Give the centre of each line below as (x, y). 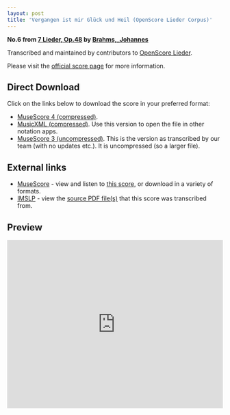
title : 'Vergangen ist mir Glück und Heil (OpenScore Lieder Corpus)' (110, 20)
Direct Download (43, 87)
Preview (25, 227)
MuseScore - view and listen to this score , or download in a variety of (115, 184)
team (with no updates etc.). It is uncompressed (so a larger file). (108, 146)
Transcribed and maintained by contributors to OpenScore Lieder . (100, 53)
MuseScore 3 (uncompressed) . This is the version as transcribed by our (118, 139)
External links (37, 167)
